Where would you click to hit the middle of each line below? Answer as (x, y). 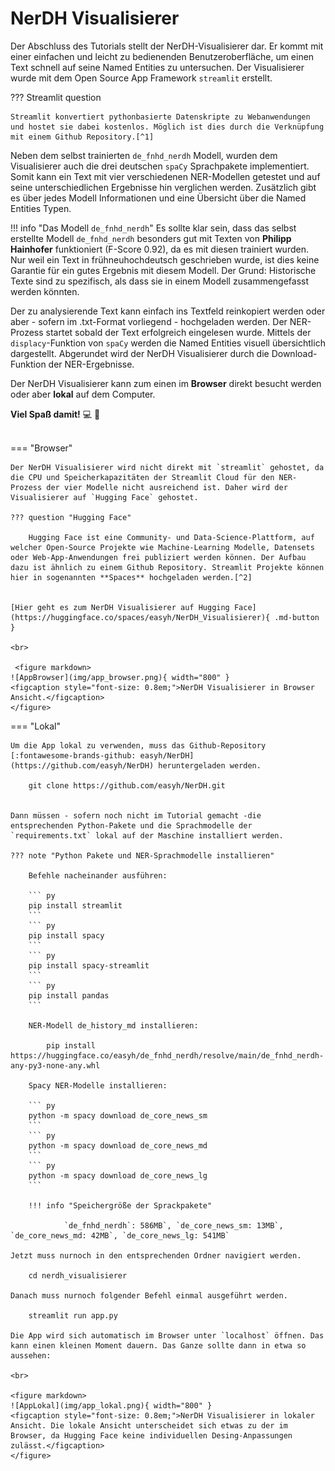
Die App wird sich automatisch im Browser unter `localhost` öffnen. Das (167, 1335)
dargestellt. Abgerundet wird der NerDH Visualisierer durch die (140, 353)
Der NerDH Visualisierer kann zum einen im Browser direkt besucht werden (166, 383)
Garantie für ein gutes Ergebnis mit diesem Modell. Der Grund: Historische (163, 270)
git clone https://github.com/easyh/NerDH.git (127, 785)
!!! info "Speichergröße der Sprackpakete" (120, 1205)
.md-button (297, 617)
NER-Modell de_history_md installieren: (113, 1025)
